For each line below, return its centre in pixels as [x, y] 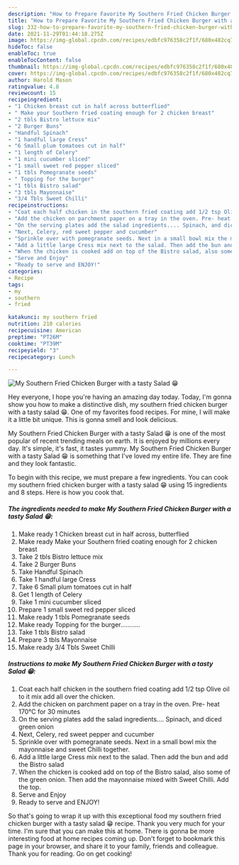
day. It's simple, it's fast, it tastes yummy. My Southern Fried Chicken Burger [119, 449]
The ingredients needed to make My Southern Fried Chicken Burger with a [119, 508]
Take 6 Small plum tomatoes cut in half [75, 587]
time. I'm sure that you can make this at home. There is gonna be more [111, 831]
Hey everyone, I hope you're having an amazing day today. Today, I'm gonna [120, 397]
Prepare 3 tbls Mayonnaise [57, 640]
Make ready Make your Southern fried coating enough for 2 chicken [118, 542]
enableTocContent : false [45, 60]
